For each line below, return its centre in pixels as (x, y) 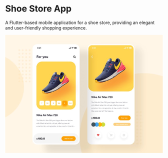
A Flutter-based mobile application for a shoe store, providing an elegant (80, 22)
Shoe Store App (38, 9)
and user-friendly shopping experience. (46, 27)
